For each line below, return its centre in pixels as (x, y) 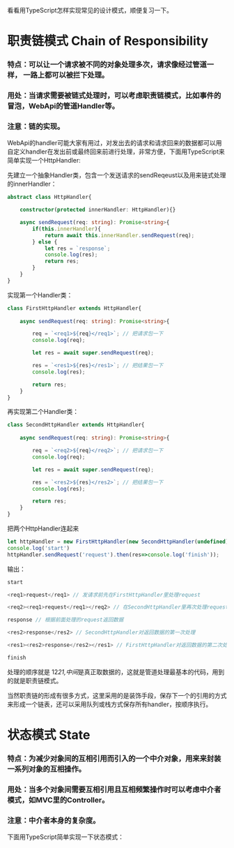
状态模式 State (49, 735)
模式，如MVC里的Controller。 (58, 800)
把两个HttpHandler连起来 (43, 528)
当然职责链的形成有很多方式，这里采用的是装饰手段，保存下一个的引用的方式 (117, 695)
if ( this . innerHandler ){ (67, 229)
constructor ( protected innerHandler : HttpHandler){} (98, 210)
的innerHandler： (32, 184)
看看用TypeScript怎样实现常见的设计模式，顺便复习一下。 (90, 10)
